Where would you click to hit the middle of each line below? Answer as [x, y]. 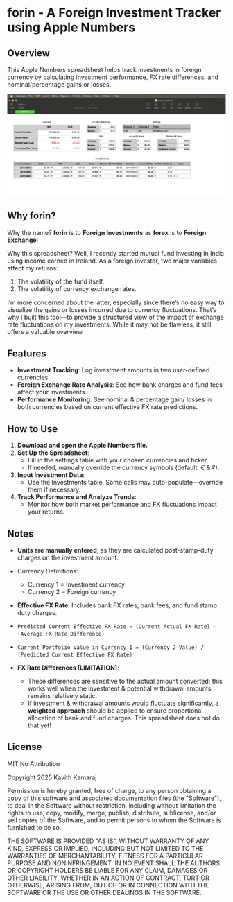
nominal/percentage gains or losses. [59, 84]
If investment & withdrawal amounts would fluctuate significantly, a [123, 703]
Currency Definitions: [48, 571]
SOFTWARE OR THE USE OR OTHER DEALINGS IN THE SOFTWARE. [104, 892]
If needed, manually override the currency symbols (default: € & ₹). [123, 468]
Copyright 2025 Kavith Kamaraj [52, 777]
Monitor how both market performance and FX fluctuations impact [122, 505]
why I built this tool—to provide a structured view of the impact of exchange [115, 317]
